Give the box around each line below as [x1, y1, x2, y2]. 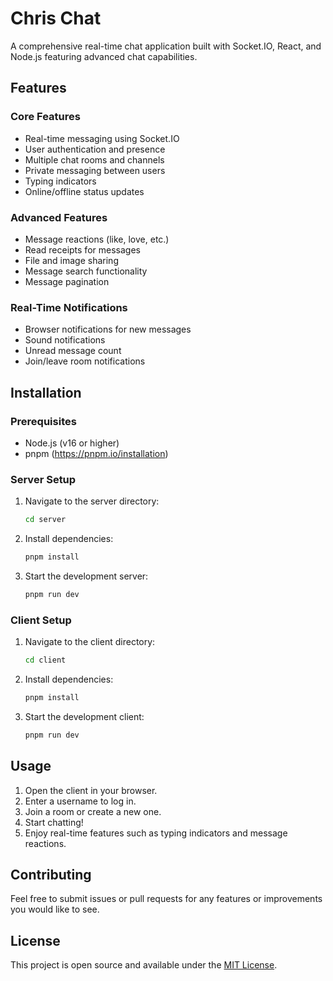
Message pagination [24, 275, 110, 287]
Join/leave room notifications [24, 355, 146, 367]
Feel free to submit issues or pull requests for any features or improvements [10, 893, 323, 905]
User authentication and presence [24, 143, 166, 155]
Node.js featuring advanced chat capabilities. [10, 50, 198, 62]
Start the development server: [24, 570, 149, 582]
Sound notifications [24, 334, 106, 346]
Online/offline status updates [24, 185, 145, 197]
